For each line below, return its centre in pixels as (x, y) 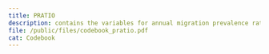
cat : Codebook (32, 38)
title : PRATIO (32, 15)
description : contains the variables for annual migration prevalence (128, 23)
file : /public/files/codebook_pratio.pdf (78, 30)
